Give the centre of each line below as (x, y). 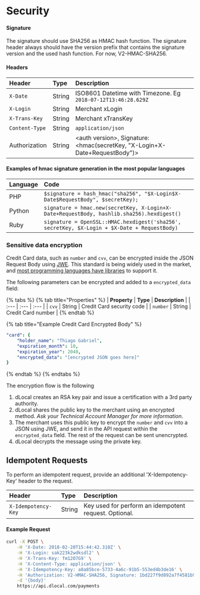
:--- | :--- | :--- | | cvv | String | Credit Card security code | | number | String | (99, 306)
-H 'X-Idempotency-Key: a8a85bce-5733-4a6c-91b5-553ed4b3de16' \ (100, 569)
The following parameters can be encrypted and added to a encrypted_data (99, 282)
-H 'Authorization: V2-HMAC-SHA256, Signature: (77, 575)
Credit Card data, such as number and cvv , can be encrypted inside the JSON (100, 258)
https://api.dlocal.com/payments (58, 586)
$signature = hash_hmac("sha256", (93, 194)
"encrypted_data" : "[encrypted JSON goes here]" (78, 357)
